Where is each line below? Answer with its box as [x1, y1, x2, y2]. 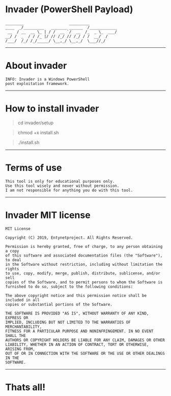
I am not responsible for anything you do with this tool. [5, 187, 133, 193]
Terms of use [5, 162, 62, 174]
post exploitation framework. [5, 81, 70, 86]
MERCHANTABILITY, [5, 324, 42, 329]
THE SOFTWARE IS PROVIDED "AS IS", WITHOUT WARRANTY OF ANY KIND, [5, 310, 149, 316]
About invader [5, 60, 67, 72]
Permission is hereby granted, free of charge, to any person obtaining [5, 244, 163, 249]
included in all [5, 297, 40, 302]
